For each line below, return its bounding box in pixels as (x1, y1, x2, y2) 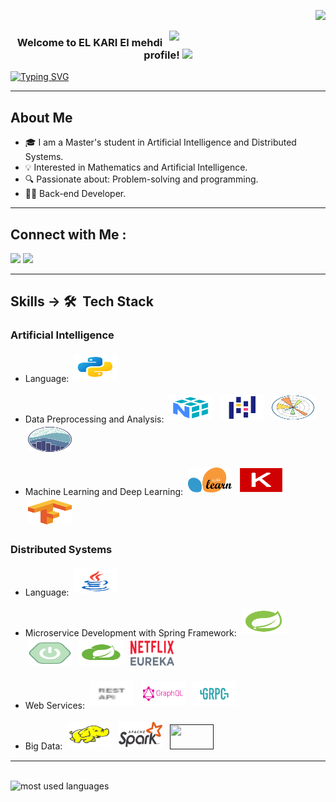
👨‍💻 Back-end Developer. (24, 188, 127, 200)
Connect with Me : (10, 226, 127, 243)
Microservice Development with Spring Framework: (24, 626, 237, 639)
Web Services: (24, 699, 86, 711)
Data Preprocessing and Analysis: (24, 413, 165, 425)
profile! (143, 48, 180, 62)
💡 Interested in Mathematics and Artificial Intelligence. (24, 161, 248, 174)
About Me (10, 109, 73, 126)
